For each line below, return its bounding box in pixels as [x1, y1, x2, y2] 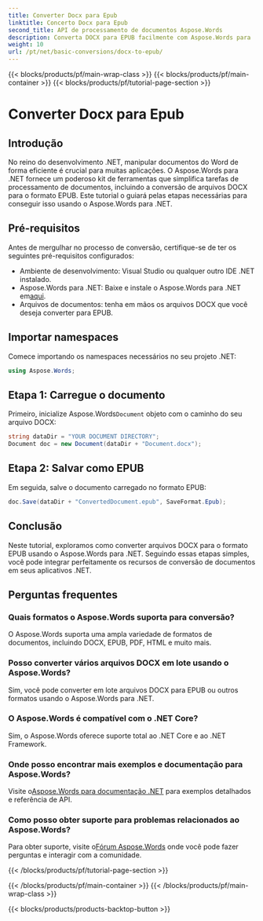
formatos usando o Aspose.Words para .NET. [8, 693, 155, 703]
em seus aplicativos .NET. [8, 565, 92, 575]
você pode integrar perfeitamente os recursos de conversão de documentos [8, 557, 256, 566]
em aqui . [19, 291, 46, 301]
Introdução [8, 137, 64, 150]
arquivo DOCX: [8, 418, 57, 427]
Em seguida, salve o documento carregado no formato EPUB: [8, 482, 206, 492]
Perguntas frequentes [8, 588, 118, 601]
